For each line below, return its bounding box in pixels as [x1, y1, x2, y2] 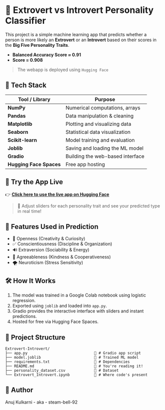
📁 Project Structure [5, 333, 66, 341]
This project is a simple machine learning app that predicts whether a [5, 31, 147, 37]
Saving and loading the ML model [65, 144, 144, 151]
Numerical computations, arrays [65, 104, 141, 111]
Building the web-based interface [65, 153, 145, 160]
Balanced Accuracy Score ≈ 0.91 [12, 52, 81, 58]
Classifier [5, 15, 46, 26]
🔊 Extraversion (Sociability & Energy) [12, 247, 89, 253]
